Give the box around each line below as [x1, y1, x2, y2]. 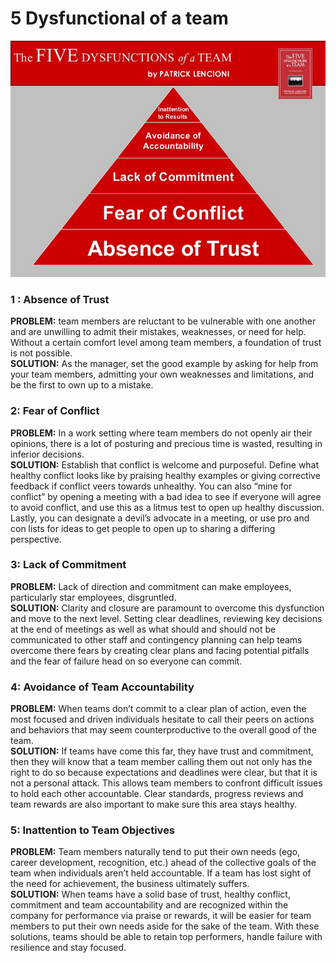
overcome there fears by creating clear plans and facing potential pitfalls [10, 644, 310, 656]
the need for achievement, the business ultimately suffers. [10, 878, 250, 890]
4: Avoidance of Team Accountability [10, 680, 195, 694]
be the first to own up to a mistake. [10, 379, 154, 391]
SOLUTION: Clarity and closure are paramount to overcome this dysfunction [10, 602, 325, 614]
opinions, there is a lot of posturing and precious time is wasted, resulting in [10, 437, 323, 449]
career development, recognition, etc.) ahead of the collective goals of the [10, 857, 317, 869]
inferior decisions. [10, 448, 85, 460]
